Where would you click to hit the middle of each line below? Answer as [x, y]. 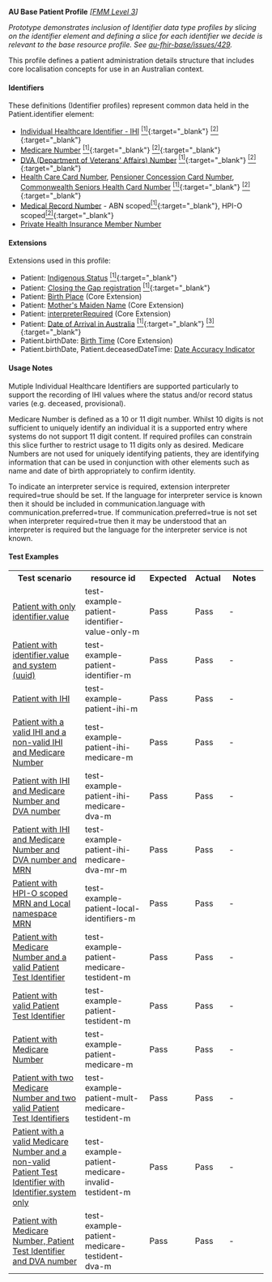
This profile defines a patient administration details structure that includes [132, 60]
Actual [208, 577]
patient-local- [112, 908]
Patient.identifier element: [51, 114]
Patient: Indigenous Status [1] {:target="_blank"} [99, 277]
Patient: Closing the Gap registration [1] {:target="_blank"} [115, 287]
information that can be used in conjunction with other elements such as [129, 462]
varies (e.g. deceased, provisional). [67, 403]
